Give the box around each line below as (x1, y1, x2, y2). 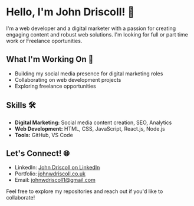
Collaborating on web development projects (14, 76, 121, 83)
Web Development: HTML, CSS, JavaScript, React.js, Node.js (14, 125, 165, 132)
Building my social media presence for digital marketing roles (14, 70, 163, 77)
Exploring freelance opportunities (14, 82, 96, 89)
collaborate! (6, 194, 35, 201)
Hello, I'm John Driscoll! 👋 (6, 5, 134, 19)
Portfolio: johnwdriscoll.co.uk (14, 170, 86, 177)
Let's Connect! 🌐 (6, 148, 70, 158)
